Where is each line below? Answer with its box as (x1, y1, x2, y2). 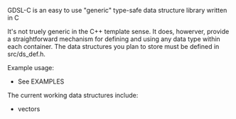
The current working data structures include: (7, 91, 139, 99)
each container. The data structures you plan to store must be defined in (7, 42, 220, 50)
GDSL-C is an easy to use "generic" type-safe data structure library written (7, 6, 227, 14)
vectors (17, 105, 41, 113)
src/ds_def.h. (7, 50, 46, 58)
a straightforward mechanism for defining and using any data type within (7, 35, 220, 43)
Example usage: (7, 64, 55, 72)
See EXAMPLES (17, 77, 65, 86)
